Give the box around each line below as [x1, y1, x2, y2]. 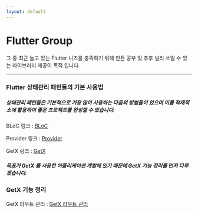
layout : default [6, 8, 46, 15]
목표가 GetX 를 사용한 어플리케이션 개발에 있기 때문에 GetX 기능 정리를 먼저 [6, 162, 178, 169]
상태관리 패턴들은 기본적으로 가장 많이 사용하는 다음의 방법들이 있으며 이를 [6, 99, 174, 106]
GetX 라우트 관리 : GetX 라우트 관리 [6, 200, 88, 207]
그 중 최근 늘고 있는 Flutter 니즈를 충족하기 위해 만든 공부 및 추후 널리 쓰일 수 [6, 54, 181, 61]
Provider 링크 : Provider [6, 135, 63, 142]
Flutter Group [6, 34, 73, 47]
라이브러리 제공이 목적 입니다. [12, 61, 81, 68]
